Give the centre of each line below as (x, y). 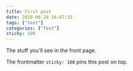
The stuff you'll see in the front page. (51, 50)
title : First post (29, 12)
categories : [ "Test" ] (33, 28)
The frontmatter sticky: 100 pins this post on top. (67, 62)
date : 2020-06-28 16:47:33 (39, 17)
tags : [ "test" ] (25, 22)
